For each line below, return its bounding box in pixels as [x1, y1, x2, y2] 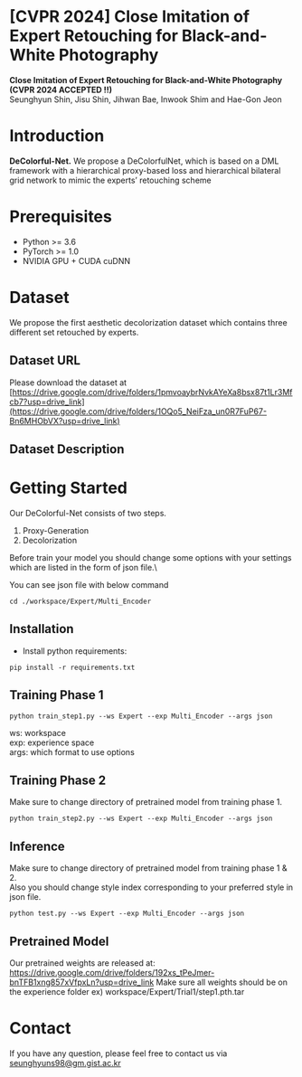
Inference [9, 838, 65, 854]
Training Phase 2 [9, 772, 107, 788]
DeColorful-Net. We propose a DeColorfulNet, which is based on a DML [9, 156, 279, 166]
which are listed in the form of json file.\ [9, 562, 158, 572]
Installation [9, 621, 74, 637]
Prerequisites [9, 206, 113, 227]
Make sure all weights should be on [156, 977, 288, 987]
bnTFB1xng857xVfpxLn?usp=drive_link [9, 977, 155, 987]
